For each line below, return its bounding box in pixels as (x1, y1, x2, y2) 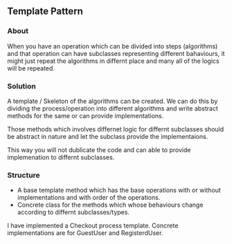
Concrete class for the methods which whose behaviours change (17, 200, 204, 209)
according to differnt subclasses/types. (17, 208, 130, 216)
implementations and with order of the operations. (17, 194, 161, 202)
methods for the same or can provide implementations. (7, 111, 164, 120)
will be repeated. (7, 64, 55, 72)
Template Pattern (7, 6, 83, 17)
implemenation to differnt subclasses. (7, 153, 115, 161)
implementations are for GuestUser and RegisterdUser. (7, 229, 163, 237)
